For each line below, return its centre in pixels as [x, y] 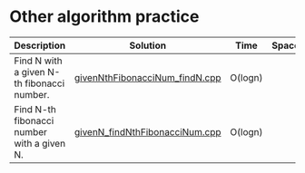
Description [40, 45]
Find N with [38, 61]
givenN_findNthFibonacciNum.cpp [148, 131]
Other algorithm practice [104, 17]
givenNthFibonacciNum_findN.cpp [148, 77]
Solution [148, 45]
